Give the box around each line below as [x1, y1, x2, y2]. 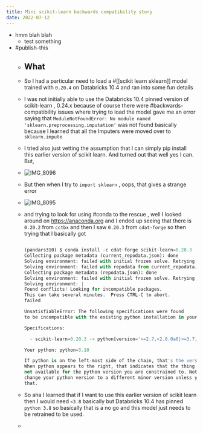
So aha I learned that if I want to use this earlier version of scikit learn [24, 391, 197, 398]
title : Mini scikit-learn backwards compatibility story [6, 8, 153, 15]
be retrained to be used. [24, 410, 85, 418]
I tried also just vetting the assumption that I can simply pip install [24, 144, 187, 152]
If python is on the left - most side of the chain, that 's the [24, 358, 184, 364]
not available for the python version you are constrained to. [24, 369, 187, 375]
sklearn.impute [24, 134, 62, 140]
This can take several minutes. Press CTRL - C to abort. [24, 292, 171, 298]
